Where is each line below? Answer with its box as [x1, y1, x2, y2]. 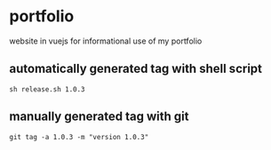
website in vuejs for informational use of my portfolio [9, 36, 203, 46]
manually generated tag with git [9, 109, 189, 124]
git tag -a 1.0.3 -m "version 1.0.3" [9, 132, 149, 141]
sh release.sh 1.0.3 [9, 84, 86, 94]
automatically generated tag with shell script [9, 61, 262, 76]
